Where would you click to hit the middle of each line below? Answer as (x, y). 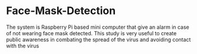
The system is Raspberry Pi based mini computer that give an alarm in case (98, 27)
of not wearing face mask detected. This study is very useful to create (91, 33)
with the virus (23, 46)
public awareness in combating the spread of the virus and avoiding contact (98, 39)
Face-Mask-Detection (61, 11)
